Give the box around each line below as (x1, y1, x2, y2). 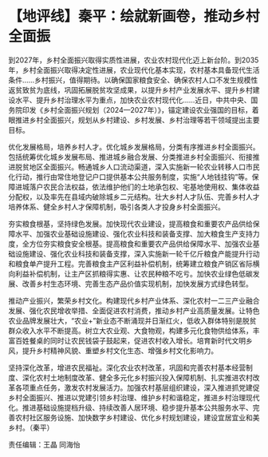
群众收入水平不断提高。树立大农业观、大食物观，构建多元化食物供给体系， (8, 325, 253, 336)
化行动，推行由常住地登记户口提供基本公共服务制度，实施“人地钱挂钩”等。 (8, 172, 253, 181)
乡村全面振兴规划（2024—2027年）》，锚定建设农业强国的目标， (42, 105, 253, 114)
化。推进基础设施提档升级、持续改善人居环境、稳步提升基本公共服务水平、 (8, 403, 253, 412)
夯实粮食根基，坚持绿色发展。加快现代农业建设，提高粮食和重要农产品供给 (8, 219, 253, 228)
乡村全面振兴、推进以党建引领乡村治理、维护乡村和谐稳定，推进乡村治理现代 (8, 392, 260, 402)
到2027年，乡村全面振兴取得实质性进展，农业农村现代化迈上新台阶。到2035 (8, 55, 259, 65)
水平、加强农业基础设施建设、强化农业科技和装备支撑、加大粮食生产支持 (14, 228, 253, 238)
